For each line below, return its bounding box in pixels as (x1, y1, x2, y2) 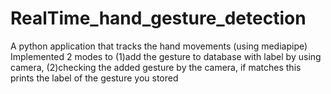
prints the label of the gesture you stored (10, 72, 179, 84)
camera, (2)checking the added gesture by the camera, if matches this (10, 61, 302, 73)
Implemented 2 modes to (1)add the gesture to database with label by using (10, 50, 322, 62)
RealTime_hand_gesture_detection (10, 7, 307, 30)
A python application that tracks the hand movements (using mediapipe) (10, 40, 308, 52)
